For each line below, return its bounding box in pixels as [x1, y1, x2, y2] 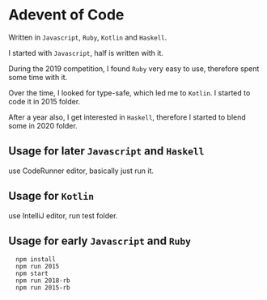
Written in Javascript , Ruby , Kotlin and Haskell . [8, 32, 167, 42]
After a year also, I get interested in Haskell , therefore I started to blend [8, 112, 247, 122]
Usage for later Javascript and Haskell [8, 144, 205, 158]
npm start [15, 269, 49, 278]
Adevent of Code [8, 6, 125, 24]
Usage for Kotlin [8, 189, 95, 203]
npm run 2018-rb [15, 277, 70, 285]
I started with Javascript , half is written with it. [8, 48, 164, 57]
